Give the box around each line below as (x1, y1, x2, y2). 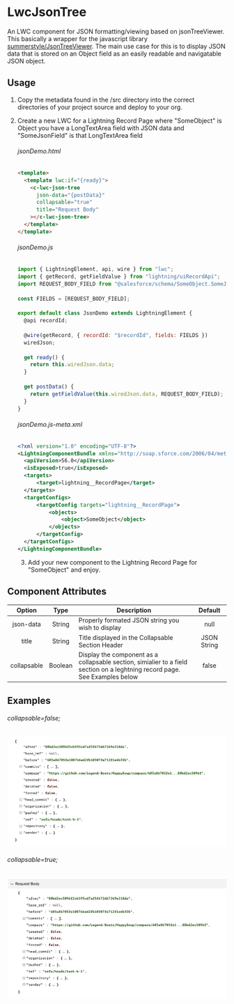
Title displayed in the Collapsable (78, 633, 173, 641)
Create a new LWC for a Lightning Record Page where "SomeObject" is (17, 116, 222, 125)
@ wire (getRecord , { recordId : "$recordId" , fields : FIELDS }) (24, 331, 208, 338)
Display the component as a (78, 650, 159, 659)
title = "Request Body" (36, 206, 99, 213)
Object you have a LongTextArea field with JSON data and (17, 123, 185, 132)
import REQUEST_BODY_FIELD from (17, 280, 111, 288)
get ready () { (24, 354, 65, 361)
